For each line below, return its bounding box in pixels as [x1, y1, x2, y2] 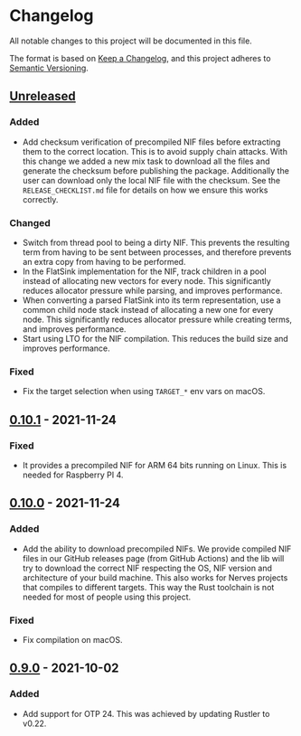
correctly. [22, 193, 59, 204]
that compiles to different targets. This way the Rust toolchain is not [22, 581, 275, 592]
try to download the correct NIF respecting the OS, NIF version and [22, 562, 273, 573]
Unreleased [9, 89, 77, 104]
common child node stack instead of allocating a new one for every [22, 304, 274, 315]
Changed [9, 216, 52, 229]
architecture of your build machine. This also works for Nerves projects [22, 571, 288, 583]
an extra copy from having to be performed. [22, 256, 186, 267]
